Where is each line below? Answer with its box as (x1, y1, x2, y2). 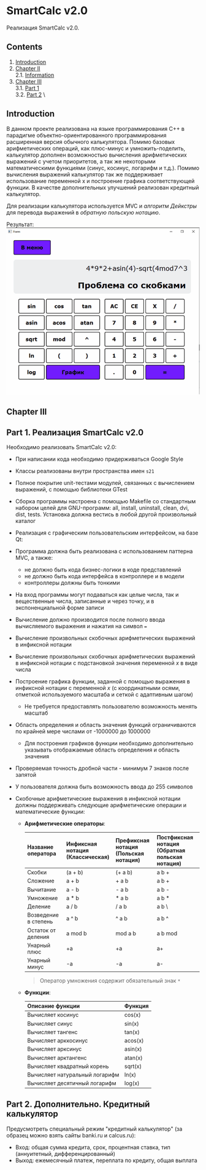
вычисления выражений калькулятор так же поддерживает (6, 170, 163, 178)
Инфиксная (66, 840, 97, 847)
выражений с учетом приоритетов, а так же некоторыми (6, 157, 156, 165)
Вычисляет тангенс (27, 1028, 78, 1035)
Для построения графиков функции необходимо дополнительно (24, 740, 194, 747)
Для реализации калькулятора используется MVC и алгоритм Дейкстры (6, 202, 197, 210)
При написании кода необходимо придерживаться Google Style (15, 455, 184, 463)
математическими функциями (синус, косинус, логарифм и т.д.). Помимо (6, 164, 200, 171)
